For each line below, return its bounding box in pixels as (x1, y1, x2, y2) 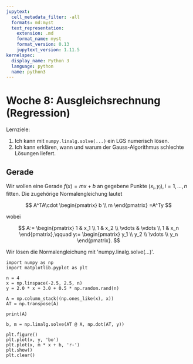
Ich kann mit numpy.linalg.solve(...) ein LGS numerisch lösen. (14, 138, 170, 145)
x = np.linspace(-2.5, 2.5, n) (6, 280, 83, 286)
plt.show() (6, 347, 33, 353)
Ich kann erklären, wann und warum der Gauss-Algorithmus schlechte (14, 143, 184, 151)
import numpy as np (6, 259, 54, 265)
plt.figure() (6, 332, 38, 338)
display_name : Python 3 (11, 58, 69, 64)
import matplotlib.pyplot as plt (6, 265, 88, 271)
